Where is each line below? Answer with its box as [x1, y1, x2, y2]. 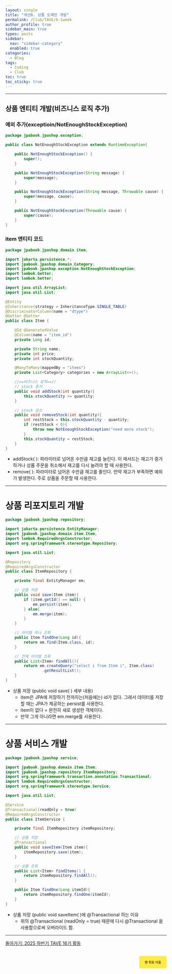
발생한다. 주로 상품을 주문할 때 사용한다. [18, 475, 98, 481]
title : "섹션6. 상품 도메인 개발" [5, 12, 69, 17]
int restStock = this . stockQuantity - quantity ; [24, 417, 130, 422]
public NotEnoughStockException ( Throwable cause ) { [14, 208, 127, 213]
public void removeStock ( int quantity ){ [14, 412, 102, 418]
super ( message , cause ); [24, 194, 74, 199]
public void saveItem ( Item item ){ [14, 845, 88, 850]
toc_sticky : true [5, 79, 42, 84]
